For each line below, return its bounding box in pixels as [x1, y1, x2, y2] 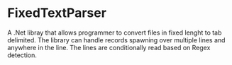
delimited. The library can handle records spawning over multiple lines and [7, 35, 226, 44]
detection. [7, 51, 38, 59]
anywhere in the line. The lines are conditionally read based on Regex [7, 43, 211, 52]
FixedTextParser [7, 5, 106, 21]
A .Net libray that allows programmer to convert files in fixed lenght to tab [7, 28, 222, 37]
